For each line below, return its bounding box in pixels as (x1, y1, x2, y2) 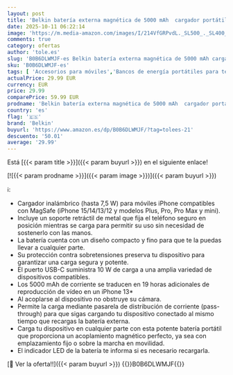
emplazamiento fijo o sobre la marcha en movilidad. (17, 339, 165, 347)
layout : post (7, 10, 45, 17)
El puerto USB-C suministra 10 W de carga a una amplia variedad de (17, 265, 213, 274)
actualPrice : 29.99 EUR (7, 74, 76, 82)
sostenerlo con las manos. (17, 229, 93, 237)
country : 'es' (7, 107, 49, 114)
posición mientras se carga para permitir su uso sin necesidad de (17, 221, 205, 229)
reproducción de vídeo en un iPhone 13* (17, 288, 134, 296)
